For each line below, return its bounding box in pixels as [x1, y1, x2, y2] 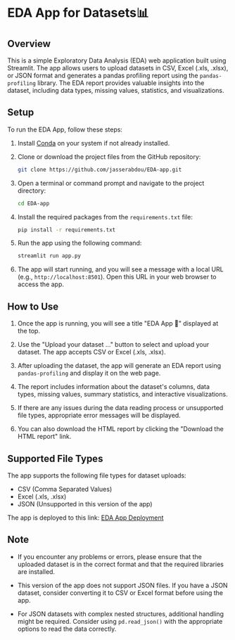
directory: [17, 186, 46, 195]
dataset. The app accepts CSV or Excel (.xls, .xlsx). [17, 348, 166, 357]
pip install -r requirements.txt [17, 226, 116, 233]
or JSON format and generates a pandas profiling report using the [7, 71, 198, 79]
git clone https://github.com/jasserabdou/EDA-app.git [17, 166, 182, 173]
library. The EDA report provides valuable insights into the [37, 79, 205, 87]
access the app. [17, 280, 65, 288]
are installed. [17, 567, 55, 576]
